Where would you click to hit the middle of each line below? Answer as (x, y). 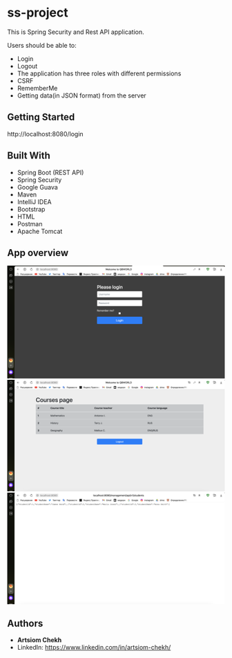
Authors (25, 623)
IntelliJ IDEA (34, 201)
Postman (30, 223)
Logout (27, 66)
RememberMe (37, 88)
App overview (38, 253)
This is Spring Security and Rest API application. (76, 32)
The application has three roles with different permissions (99, 73)
